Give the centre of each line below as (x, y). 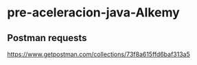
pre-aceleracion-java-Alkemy (93, 13)
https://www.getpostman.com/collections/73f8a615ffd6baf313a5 (98, 54)
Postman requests (47, 38)
